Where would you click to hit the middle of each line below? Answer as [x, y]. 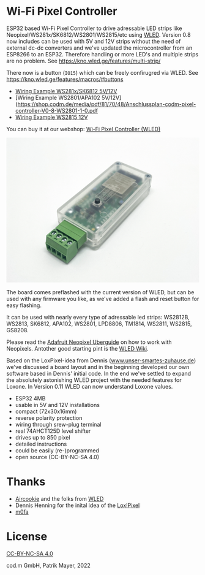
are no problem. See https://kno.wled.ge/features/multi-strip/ [84, 61]
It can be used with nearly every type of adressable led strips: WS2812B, [98, 317]
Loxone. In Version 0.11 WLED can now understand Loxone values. [90, 386]
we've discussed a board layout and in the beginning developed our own [98, 367]
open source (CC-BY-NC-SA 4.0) [57, 457]
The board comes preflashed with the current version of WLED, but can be [100, 292]
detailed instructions [41, 444]
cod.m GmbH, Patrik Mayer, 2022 [48, 565]
